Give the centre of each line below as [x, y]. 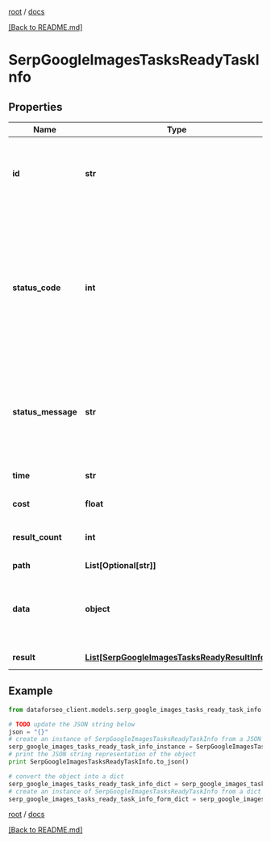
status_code [37, 288]
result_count [37, 537]
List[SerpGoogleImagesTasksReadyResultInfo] [177, 657]
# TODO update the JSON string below [72, 724]
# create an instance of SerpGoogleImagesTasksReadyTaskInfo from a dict [135, 791]
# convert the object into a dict [67, 776]
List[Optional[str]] [121, 565]
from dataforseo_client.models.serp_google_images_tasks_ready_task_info [135, 709]
